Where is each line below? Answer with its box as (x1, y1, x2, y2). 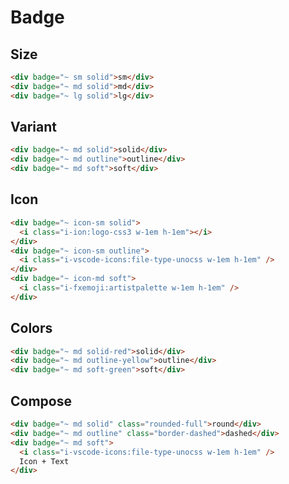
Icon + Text (19, 456, 70, 466)
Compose (10, 392, 72, 410)
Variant (10, 119, 57, 136)
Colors (10, 320, 53, 337)
